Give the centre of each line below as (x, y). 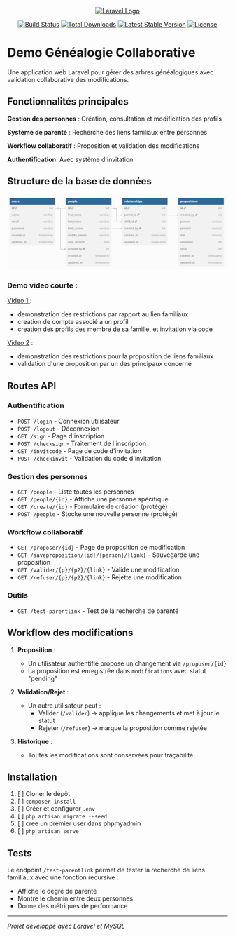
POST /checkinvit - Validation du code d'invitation (89, 458)
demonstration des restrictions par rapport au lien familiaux (103, 314)
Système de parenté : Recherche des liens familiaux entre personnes (107, 132)
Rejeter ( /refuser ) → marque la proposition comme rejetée (123, 728)
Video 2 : (20, 343)
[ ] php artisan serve (48, 831)
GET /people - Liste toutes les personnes (76, 492)
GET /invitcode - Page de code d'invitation (79, 451)
